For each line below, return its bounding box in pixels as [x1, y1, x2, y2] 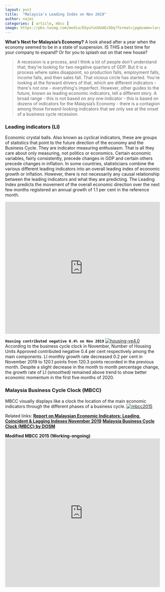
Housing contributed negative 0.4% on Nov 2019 [5, 339, 105, 344]
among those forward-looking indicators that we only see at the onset [17, 106, 159, 112]
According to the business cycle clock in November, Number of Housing [5, 343, 151, 349]
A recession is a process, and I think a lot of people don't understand [17, 59, 157, 65]
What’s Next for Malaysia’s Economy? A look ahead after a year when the [5, 39, 156, 45]
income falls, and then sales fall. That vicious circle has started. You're [17, 75, 160, 81]
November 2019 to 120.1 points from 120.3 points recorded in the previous [5, 359, 154, 365]
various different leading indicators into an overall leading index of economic [5, 166, 160, 172]
